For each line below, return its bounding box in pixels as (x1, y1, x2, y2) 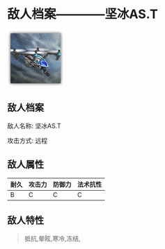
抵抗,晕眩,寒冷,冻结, (24, 234, 81, 243)
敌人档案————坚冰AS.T (7, 6, 158, 22)
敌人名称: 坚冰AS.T (7, 121, 61, 130)
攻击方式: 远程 (7, 136, 47, 144)
